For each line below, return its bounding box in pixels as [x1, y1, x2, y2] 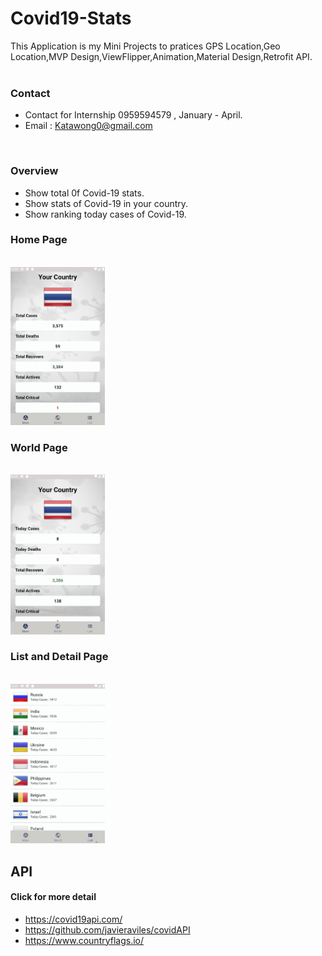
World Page [10, 440, 68, 454]
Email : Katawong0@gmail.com [24, 120, 153, 132]
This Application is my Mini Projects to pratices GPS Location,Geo [10, 40, 281, 52]
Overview [10, 164, 59, 178]
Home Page [10, 233, 68, 247]
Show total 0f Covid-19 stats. [24, 187, 145, 199]
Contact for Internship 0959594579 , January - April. [24, 109, 243, 121]
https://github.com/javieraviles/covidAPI [24, 923, 191, 936]
